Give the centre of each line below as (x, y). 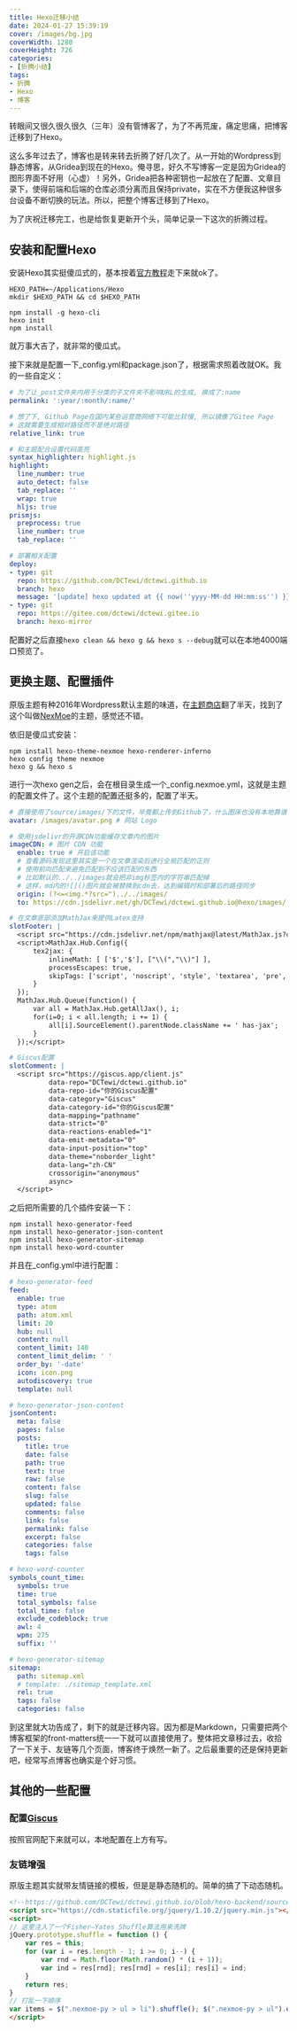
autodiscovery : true (55, 1381)
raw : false (45, 1479)
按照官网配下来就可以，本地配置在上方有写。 (91, 1839)
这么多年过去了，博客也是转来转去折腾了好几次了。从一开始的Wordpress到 (145, 156)
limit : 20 (35, 1323)
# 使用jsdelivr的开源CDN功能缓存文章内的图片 (84, 837)
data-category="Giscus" (92, 1099)
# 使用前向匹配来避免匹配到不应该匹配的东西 (87, 869)
